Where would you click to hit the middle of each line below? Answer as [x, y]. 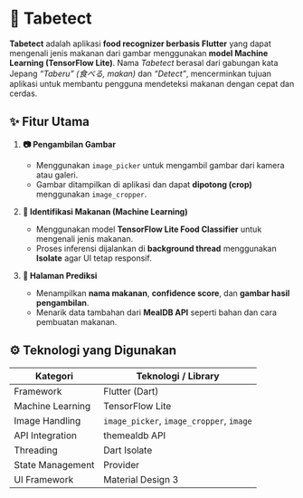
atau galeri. [57, 175]
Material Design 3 [141, 479]
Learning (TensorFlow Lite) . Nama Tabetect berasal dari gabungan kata [144, 62]
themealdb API [135, 436]
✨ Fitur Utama [50, 122]
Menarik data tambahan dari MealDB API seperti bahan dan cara [156, 312]
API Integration [45, 436]
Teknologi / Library [178, 376]
